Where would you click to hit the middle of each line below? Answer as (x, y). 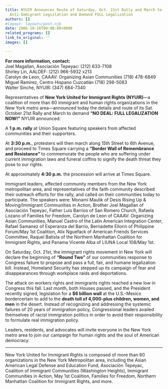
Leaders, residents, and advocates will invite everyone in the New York (78, 329)
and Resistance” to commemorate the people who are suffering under (78, 153)
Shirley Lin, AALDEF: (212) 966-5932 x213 (49, 71)
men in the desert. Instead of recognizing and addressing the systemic (78, 304)
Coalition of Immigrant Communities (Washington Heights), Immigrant (77, 370)
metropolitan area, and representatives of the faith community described (80, 189)
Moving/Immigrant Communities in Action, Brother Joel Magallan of (74, 205)
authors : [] (17, 19)
